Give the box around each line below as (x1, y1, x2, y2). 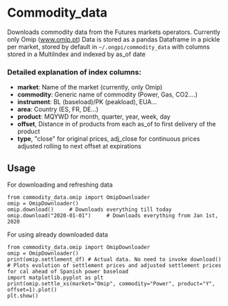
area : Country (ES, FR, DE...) (17, 105, 99, 114)
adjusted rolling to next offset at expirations (17, 142, 142, 151)
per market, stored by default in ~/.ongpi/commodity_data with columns (7, 42, 210, 51)
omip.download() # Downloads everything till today (7, 206, 172, 213)
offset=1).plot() (7, 287, 58, 294)
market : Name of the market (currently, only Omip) (17, 83, 163, 92)
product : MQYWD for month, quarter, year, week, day (17, 112, 171, 121)
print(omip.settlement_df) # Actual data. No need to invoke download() (7, 256, 222, 263)
